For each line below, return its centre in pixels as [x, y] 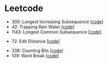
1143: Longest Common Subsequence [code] [56, 32]
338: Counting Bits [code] [37, 50]
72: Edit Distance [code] [36, 41]
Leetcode [24, 8]
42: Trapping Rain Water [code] [43, 26]
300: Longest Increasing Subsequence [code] [57, 22]
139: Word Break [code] [35, 55]
